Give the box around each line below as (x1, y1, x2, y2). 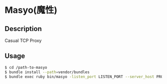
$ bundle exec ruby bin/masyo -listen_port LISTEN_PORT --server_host (4, 74, 155, 79)
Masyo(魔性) (4, 4, 58, 16)
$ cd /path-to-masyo (4, 65, 48, 70)
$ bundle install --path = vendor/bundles (4, 70, 90, 75)
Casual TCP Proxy (4, 38, 42, 43)
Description (4, 24, 42, 33)
